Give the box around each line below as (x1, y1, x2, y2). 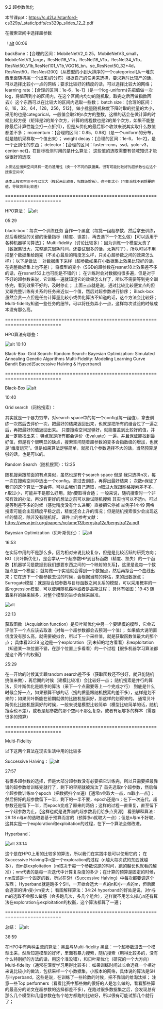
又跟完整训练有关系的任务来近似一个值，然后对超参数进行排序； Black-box (5, 289, 154, 294)
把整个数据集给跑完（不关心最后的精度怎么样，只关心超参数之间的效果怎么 (5, 252, 154, 257)
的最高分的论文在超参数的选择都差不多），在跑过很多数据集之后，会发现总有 (5, 987, 156, 992)
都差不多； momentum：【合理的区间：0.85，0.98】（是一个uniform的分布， (5, 130, 156, 135)
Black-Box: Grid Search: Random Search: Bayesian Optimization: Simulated (5, 351, 155, 356)
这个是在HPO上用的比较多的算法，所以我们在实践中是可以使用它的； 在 (5, 851, 147, 856)
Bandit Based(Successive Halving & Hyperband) (5, 361, 102, 367)
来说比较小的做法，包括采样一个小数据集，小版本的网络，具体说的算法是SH (5, 968, 156, 974)
